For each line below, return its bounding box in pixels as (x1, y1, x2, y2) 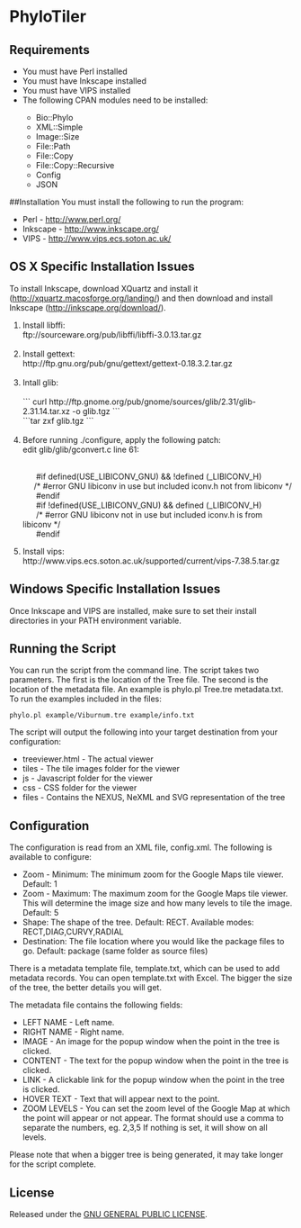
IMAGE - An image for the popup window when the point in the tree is (22, 1036, 280, 1047)
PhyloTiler (9, 6, 87, 27)
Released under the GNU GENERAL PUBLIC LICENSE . (9, 1209, 208, 1220)
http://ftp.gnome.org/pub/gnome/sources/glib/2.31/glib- (49, 396, 257, 407)
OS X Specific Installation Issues (9, 259, 195, 275)
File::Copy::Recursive (35, 160, 115, 170)
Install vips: (22, 546, 65, 556)
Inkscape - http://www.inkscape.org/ (22, 223, 160, 234)
